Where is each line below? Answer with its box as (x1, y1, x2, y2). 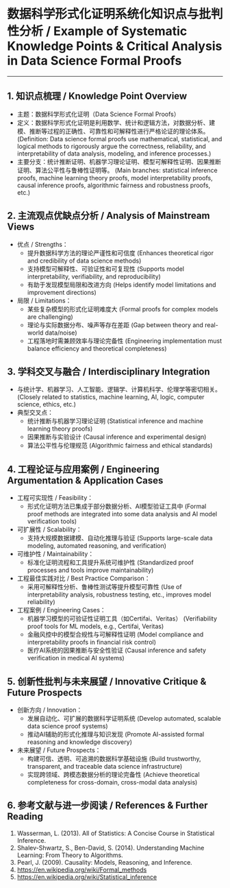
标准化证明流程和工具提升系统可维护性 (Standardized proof (27, 558, 194, 566)
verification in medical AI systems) (27, 654, 125, 662)
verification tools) (27, 517, 77, 525)
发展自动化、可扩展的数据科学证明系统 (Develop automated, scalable (27, 715, 221, 722)
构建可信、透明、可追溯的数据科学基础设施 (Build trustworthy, (27, 755, 201, 763)
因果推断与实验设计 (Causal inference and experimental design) (27, 433, 207, 441)
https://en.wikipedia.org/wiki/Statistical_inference (16, 872, 157, 881)
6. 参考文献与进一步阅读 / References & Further (7, 800, 208, 811)
